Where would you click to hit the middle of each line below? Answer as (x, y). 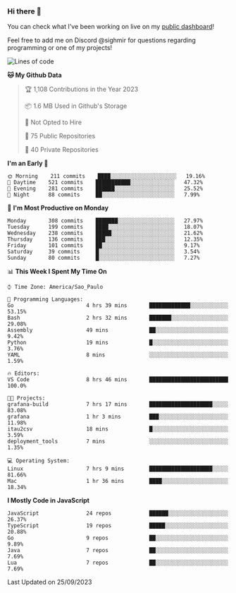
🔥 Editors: (24, 373)
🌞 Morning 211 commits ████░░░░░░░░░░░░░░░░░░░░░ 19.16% (106, 176)
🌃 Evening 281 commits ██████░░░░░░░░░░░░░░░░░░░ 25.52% (105, 189)
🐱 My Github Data (35, 75)
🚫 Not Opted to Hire (53, 122)
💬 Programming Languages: (45, 299)
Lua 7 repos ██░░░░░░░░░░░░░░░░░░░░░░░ (118, 563)
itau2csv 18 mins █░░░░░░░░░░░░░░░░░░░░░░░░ (118, 429)
